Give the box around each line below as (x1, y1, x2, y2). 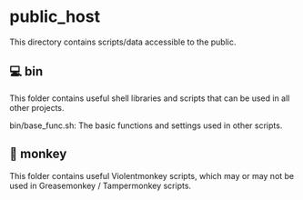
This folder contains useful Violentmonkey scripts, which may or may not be (9, 170, 295, 181)
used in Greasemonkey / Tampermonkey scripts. (9, 180, 192, 191)
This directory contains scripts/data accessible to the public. (9, 36, 237, 47)
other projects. (9, 102, 66, 113)
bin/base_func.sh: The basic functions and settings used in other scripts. (9, 120, 283, 131)
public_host (9, 6, 101, 27)
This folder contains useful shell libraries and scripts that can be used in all (9, 93, 290, 104)
